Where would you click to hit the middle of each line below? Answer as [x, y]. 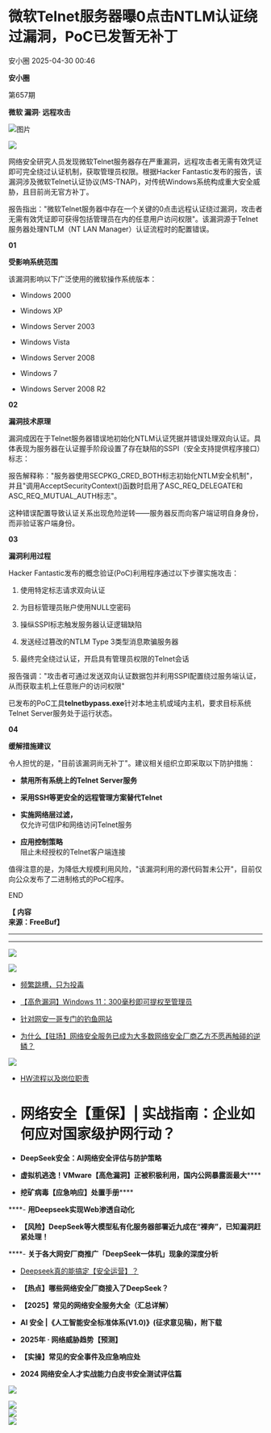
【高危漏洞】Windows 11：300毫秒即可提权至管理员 [106, 1001]
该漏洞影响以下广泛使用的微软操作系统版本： [83, 278]
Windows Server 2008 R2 [63, 389]
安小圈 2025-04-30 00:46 [52, 61]
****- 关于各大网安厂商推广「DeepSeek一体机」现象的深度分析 [114, 1253]
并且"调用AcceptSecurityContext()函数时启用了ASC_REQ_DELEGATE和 [126, 486]
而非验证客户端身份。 [44, 523]
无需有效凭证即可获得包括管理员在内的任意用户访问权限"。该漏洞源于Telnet [133, 219]
